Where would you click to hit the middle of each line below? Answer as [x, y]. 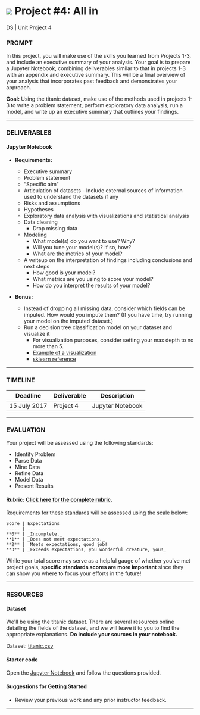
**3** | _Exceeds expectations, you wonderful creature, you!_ [86, 550]
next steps [37, 267]
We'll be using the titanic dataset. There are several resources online [90, 622]
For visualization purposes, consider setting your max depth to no [113, 340]
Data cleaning [41, 222]
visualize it [37, 334]
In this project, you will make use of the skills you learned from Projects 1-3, [99, 56]
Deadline [28, 395]
